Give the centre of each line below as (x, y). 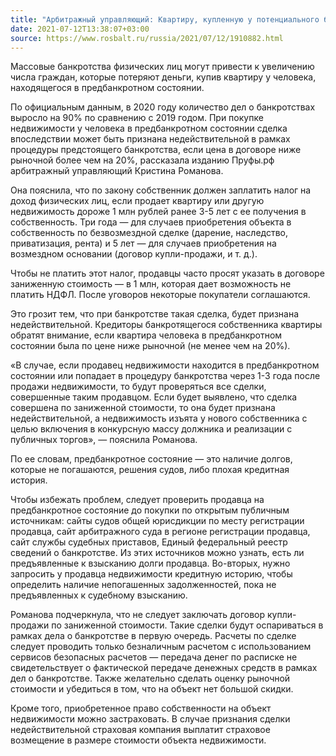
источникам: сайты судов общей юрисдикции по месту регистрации (157, 521)
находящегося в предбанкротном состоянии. (107, 88)
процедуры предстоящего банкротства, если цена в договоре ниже (156, 150)
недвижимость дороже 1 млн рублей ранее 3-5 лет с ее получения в (158, 212)
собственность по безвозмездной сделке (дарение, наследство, (149, 233)
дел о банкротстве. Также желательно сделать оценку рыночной (150, 678)
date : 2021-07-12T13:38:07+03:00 (80, 29)
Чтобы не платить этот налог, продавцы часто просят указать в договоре (167, 273)
